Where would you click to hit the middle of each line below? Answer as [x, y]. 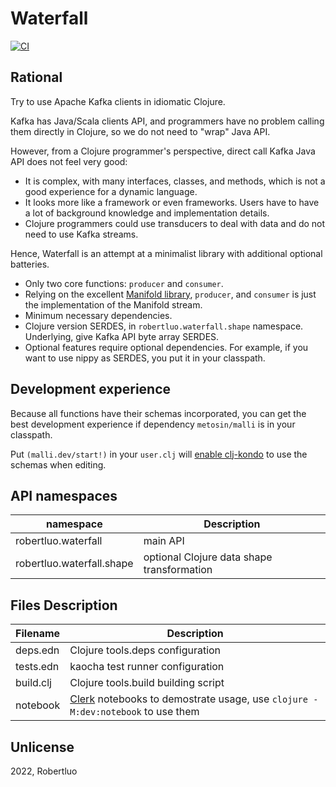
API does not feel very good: [69, 161]
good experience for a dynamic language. [111, 191]
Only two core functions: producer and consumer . [124, 283]
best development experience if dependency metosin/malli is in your [153, 424]
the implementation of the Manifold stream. [113, 304]
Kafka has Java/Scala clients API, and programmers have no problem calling [167, 121]
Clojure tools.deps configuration [145, 650]
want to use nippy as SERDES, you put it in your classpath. [145, 358]
